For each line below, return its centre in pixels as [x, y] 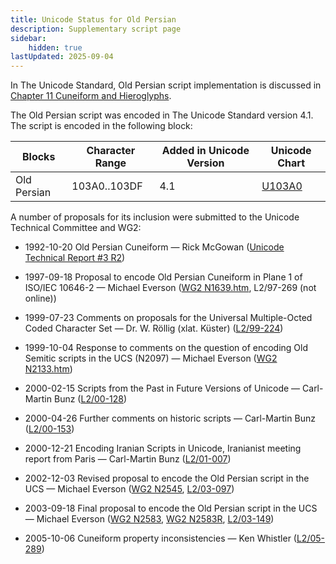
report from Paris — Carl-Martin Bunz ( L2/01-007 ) [128, 459]
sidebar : [28, 38]
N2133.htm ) [48, 369]
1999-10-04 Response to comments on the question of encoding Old [166, 348]
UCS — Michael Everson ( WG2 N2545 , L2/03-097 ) [129, 489]
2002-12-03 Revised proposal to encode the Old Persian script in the [167, 478]
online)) [40, 298]
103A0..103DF [107, 186]
